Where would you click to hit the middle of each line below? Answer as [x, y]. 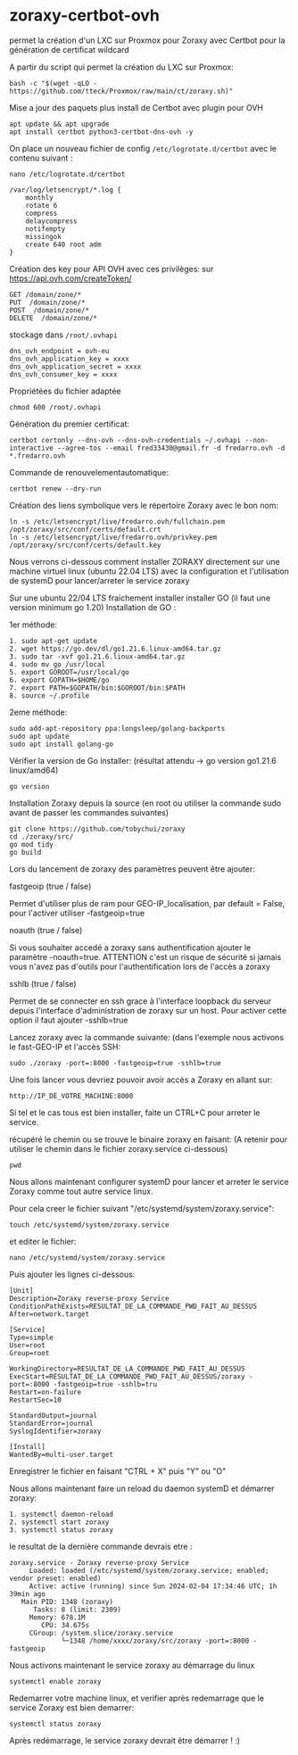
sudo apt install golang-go [62, 744]
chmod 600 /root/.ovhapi [55, 407]
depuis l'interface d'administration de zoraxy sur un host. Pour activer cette [148, 1010]
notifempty [46, 228]
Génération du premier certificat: [70, 424]
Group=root [29, 1353]
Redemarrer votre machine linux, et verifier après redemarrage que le [137, 1698]
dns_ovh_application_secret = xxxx [75, 367]
